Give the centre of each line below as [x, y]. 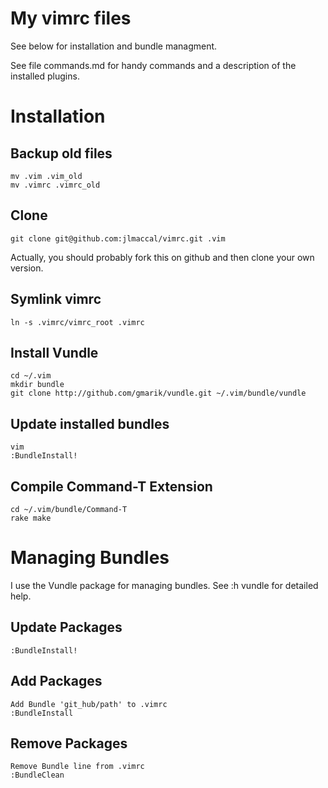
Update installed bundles [90, 423]
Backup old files [61, 153]
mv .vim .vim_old [46, 176]
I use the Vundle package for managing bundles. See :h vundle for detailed [164, 585]
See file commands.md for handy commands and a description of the [153, 65]
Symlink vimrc [56, 299]
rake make [31, 518]
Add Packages [56, 681]
